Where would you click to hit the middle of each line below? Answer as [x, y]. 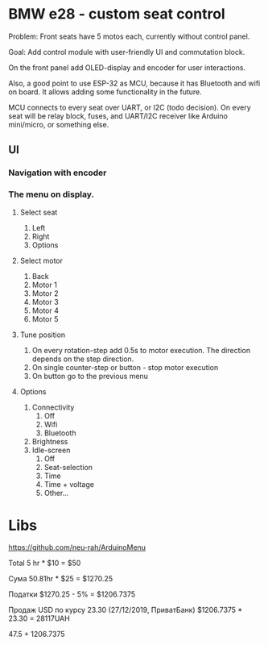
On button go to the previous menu [90, 376]
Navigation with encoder [58, 173]
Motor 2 [45, 293]
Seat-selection [68, 467]
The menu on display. [52, 194]
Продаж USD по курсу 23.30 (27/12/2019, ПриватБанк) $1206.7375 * [126, 610]
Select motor [41, 260]
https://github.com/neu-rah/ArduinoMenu [77, 547]
